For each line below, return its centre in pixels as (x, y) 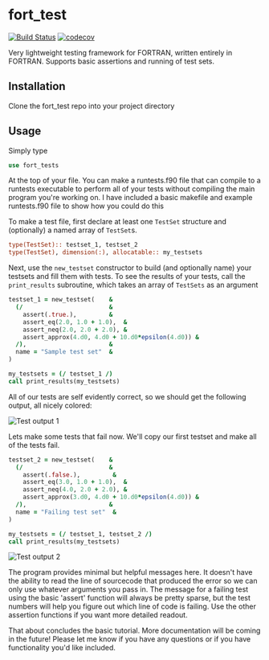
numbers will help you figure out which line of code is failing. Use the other (132, 607)
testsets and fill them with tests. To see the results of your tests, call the (127, 277)
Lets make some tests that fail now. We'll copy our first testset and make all (132, 437)
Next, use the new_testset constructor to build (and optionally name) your (130, 268)
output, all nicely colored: (50, 405)
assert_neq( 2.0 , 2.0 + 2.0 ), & (75, 330)
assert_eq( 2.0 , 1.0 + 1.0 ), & (75, 322)
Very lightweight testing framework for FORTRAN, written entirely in (120, 52)
